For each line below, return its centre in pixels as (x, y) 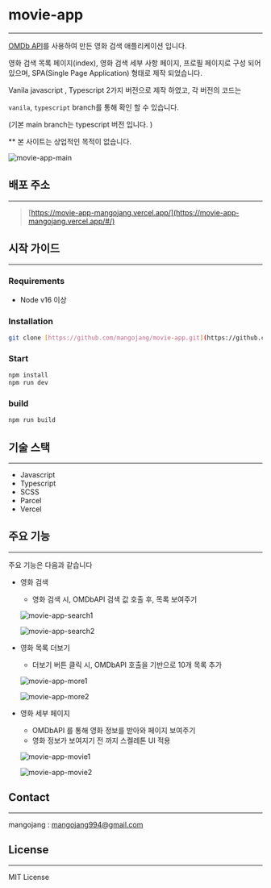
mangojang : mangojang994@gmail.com (76, 824)
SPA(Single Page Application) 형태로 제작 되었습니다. (117, 73)
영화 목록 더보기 (45, 648)
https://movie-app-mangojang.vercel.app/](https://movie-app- (135, 212)
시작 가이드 (34, 249)
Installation (31, 321)
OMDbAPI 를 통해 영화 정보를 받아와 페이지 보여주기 (114, 730)
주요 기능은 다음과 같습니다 (50, 565)
